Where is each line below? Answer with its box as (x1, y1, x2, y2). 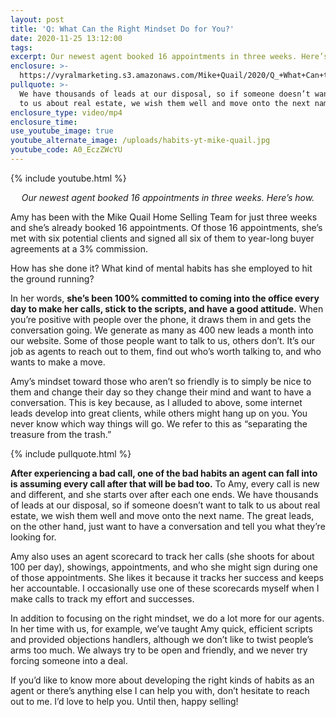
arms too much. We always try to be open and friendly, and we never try (10, 644, 308, 656)
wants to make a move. (10, 356, 106, 368)
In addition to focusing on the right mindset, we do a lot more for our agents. (10, 612, 325, 624)
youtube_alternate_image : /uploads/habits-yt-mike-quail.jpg (10, 136, 271, 146)
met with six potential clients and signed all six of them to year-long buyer (10, 232, 315, 244)
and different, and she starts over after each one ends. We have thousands (10, 488, 319, 500)
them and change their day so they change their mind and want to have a (10, 386, 312, 398)
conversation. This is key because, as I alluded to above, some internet (10, 396, 303, 408)
